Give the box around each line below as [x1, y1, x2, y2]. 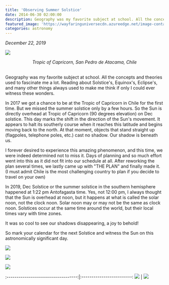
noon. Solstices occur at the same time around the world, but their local [5, 205, 153, 211]
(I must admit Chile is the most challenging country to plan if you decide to [5, 169, 159, 175]
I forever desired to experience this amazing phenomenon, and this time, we [5, 147, 163, 154]
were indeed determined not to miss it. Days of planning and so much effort [5, 153, 162, 159]
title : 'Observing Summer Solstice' [5, 7, 82, 13]
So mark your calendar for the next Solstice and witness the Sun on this [5, 230, 154, 236]
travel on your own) [5, 174, 46, 180]
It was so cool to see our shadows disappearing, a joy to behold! [5, 220, 139, 227]
